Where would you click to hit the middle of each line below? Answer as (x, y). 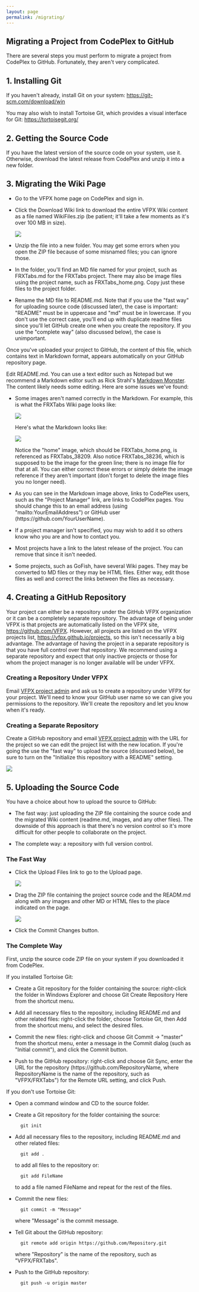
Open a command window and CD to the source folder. (82, 1103)
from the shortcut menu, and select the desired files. (79, 1025)
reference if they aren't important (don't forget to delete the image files (102, 475)
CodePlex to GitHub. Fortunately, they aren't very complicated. (83, 62)
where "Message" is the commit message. (67, 1220)
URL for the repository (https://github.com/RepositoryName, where (97, 1067)
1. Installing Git (34, 81)
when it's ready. (26, 710)
